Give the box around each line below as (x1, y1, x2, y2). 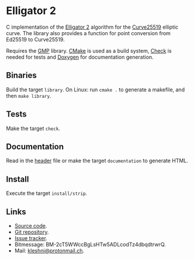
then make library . (6, 92, 51, 99)
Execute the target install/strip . (6, 190, 88, 197)
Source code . (14, 223, 47, 229)
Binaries (6, 70, 37, 80)
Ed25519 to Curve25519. (6, 36, 65, 43)
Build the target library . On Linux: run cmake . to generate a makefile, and (6, 86, 185, 93)
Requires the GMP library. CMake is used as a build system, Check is (6, 47, 172, 54)
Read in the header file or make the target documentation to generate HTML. (6, 157, 189, 165)
